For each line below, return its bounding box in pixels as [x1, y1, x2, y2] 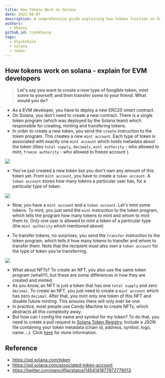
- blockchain [9, 39, 36, 44]
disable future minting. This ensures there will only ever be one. [12, 298, 141, 304]
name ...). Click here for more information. [12, 330, 97, 336]
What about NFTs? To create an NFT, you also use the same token [12, 267, 146, 273]
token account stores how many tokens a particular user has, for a [12, 178, 146, 184]
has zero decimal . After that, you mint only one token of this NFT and [12, 293, 151, 299]
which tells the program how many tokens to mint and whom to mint [12, 212, 150, 219]
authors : [5, 21, 23, 26]
